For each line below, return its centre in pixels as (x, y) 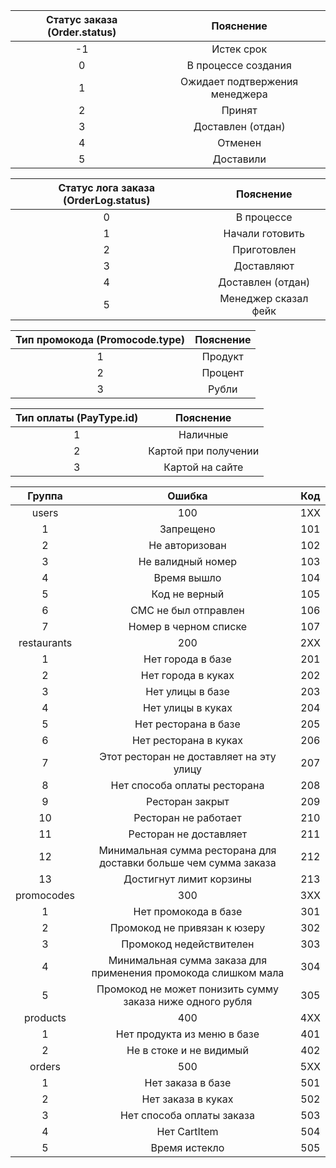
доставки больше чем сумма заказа (188, 862)
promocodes (45, 895)
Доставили (239, 159)
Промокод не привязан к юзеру (187, 927)
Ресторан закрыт (188, 801)
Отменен (239, 142)
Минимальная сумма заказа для (187, 960)
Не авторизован (187, 545)
